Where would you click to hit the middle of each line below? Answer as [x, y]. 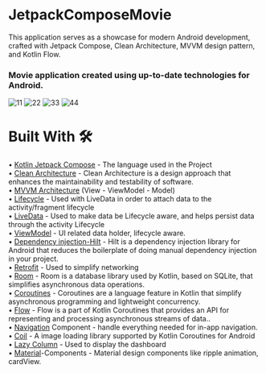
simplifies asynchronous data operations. [77, 284]
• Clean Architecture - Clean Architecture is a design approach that [120, 173]
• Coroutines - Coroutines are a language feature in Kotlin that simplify [125, 293]
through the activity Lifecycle [57, 225]
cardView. [25, 362]
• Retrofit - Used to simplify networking [74, 267]
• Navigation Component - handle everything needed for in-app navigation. [133, 327]
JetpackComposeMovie [90, 15]
